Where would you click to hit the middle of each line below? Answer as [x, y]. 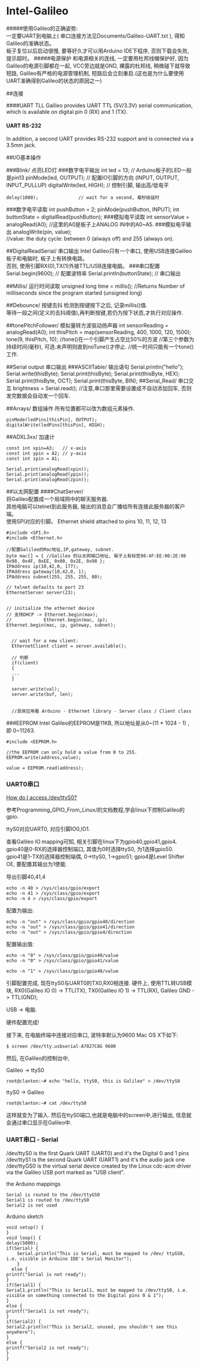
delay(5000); [22, 1243]
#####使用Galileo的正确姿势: [42, 28]
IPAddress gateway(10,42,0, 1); [46, 572]
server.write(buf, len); [42, 695]
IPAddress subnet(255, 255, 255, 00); [54, 577]
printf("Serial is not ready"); [46, 1274]
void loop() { [24, 1238]
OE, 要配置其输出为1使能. [37, 864]
